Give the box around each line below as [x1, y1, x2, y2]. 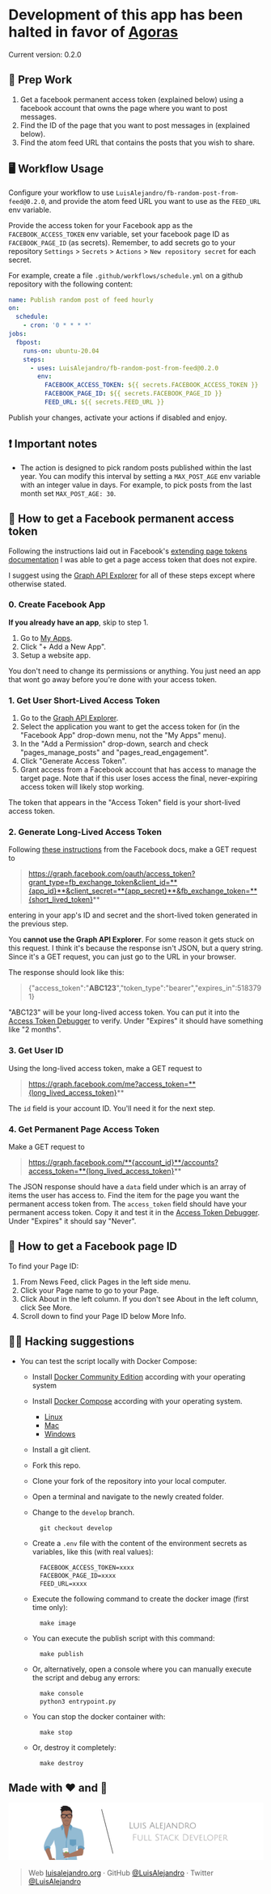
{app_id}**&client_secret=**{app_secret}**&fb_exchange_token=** [28, 886, 257, 896]
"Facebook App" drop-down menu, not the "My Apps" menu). [19, 731, 227, 740]
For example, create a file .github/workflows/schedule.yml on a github [8, 270, 243, 280]
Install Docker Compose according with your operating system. [32, 1396, 243, 1405]
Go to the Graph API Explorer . [19, 714, 119, 723]
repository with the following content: [8, 279, 133, 289]
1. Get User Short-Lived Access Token [8, 694, 160, 705]
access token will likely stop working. [19, 782, 145, 792]
